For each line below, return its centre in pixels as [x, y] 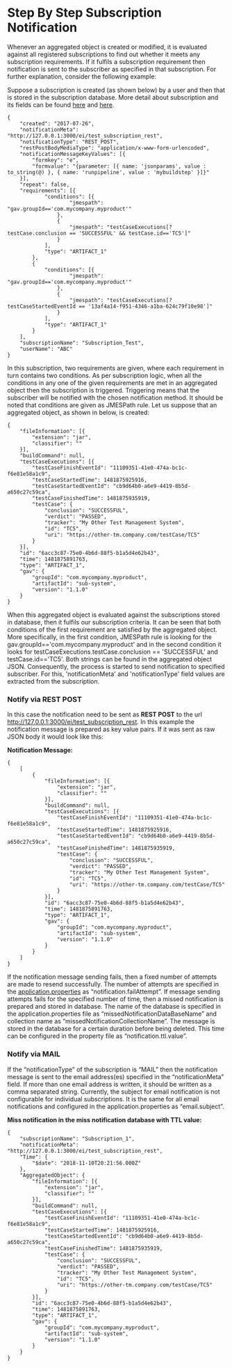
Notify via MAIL [34, 1054]
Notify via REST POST [44, 699]
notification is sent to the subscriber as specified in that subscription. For [112, 69]
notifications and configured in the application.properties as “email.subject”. [116, 1106]
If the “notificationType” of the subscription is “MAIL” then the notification [112, 1069]
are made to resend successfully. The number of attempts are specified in [113, 984]
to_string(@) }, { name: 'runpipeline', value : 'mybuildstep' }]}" [108, 172]
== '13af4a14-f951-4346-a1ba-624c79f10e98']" [146, 306]
